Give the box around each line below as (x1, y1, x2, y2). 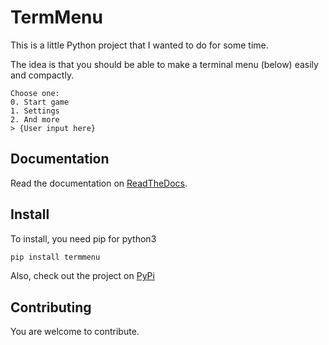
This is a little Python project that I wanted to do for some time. (10, 39, 269, 51)
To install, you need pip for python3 (10, 232, 157, 245)
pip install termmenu (10, 252, 101, 262)
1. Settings (10, 106, 60, 116)
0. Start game (10, 97, 70, 107)
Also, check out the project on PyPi (10, 270, 155, 282)
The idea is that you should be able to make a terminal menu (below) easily (10, 58, 319, 70)
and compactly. (10, 69, 75, 81)
